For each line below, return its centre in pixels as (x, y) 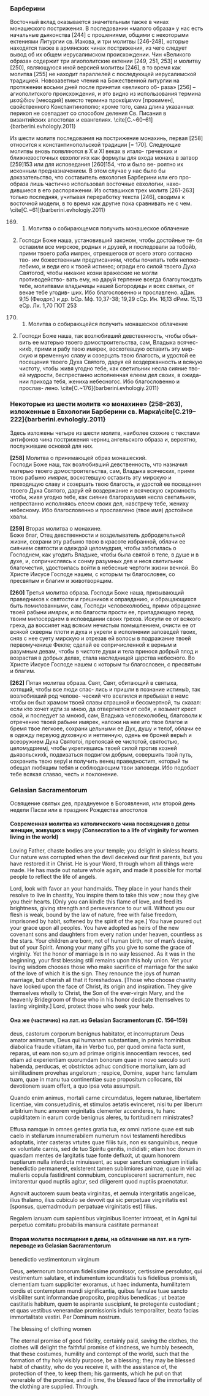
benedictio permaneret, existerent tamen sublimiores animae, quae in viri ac (106, 1169)
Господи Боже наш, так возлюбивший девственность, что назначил (99, 464)
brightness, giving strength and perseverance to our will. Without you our (102, 908)
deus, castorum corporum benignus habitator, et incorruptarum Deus (97, 1034)
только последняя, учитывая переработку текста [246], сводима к (98, 197)
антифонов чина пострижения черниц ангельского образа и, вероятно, (104, 439)
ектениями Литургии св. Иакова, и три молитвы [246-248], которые (99, 42)
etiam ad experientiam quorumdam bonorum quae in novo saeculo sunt (100, 1060)
